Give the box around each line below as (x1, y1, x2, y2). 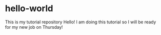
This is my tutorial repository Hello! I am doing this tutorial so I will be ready (5, 19, 156, 25)
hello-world (5, 3, 54, 14)
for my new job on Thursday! (5, 24, 63, 30)
